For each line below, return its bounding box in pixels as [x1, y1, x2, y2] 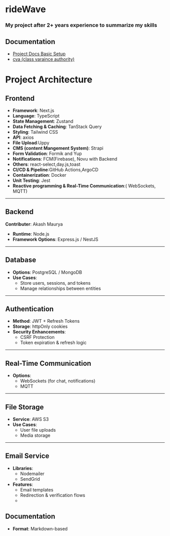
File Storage [5, 403, 44, 411]
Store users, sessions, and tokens [20, 280, 91, 286]
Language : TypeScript [12, 112, 60, 119]
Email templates [20, 486, 54, 492]
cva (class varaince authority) [12, 56, 75, 62]
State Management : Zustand [12, 118, 73, 124]
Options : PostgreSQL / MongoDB [12, 269, 82, 275]
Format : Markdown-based [12, 525, 68, 531]
